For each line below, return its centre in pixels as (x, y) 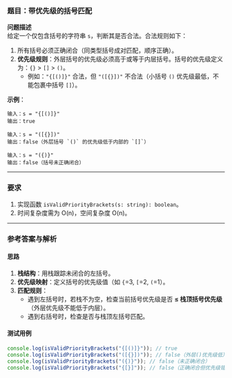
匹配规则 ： (32, 290)
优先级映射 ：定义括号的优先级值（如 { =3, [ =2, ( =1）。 (93, 281)
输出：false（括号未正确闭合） (46, 163)
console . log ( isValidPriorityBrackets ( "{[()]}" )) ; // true (92, 348)
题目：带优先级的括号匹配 (50, 10)
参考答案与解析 (32, 239)
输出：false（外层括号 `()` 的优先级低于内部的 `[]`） (78, 142)
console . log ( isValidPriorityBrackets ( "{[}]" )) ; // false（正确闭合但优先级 (114, 368)
